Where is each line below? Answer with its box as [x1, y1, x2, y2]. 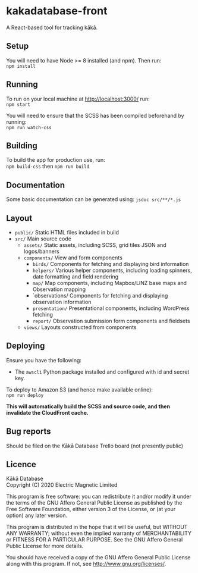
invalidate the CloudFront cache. [6, 409, 89, 416]
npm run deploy [6, 392, 44, 398]
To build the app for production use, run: [6, 156, 105, 164]
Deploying [6, 341, 45, 351]
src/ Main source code [14, 235, 71, 242]
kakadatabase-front [6, 4, 108, 18]
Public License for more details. [6, 543, 84, 550]
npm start [6, 101, 31, 108]
